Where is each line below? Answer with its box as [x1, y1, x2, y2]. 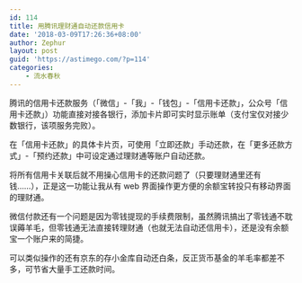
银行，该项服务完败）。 [16, 119, 101, 130]
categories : [9, 64, 54, 73]
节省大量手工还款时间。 [32, 263, 120, 274]
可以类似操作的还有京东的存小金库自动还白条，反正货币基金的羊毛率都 [9, 252, 270, 263]
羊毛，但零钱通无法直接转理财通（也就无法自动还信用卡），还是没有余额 [24, 222, 289, 233]
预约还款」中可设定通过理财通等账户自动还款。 [36, 150, 210, 161]
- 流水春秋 [25, 72, 61, 81]
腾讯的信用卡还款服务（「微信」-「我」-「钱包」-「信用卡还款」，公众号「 [9, 97, 280, 108]
